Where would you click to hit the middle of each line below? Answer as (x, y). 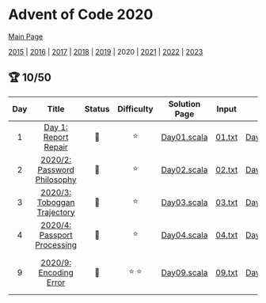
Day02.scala (184, 169)
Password (56, 169)
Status (97, 108)
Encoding (56, 272)
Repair (56, 146)
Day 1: (56, 127)
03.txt (226, 202)
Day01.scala (184, 137)
